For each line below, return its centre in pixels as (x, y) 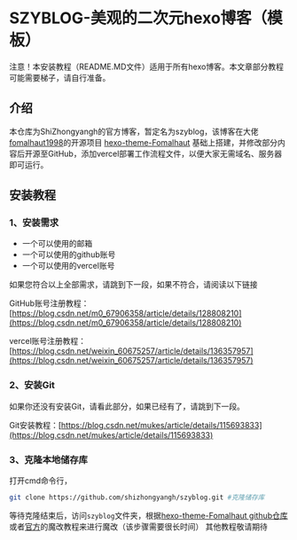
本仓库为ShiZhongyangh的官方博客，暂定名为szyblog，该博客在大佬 (134, 131)
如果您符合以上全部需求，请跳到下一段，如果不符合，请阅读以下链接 (133, 285)
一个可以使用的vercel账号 (68, 266)
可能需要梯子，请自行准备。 (60, 77)
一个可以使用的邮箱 (57, 244)
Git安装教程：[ (35, 425)
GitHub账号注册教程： (49, 303)
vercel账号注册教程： (48, 341)
